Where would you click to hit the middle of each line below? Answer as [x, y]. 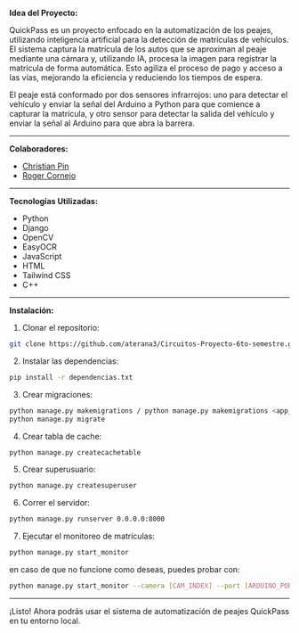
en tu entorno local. [45, 621]
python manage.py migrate [57, 419]
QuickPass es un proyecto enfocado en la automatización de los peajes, [141, 30]
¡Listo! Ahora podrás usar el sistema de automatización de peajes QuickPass [149, 611]
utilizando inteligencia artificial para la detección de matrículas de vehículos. [149, 40]
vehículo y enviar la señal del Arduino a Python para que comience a [135, 104]
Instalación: [32, 310]
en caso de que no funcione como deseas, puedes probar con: [125, 569]
